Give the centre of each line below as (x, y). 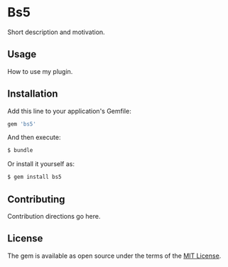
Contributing (36, 199)
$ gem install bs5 (34, 177)
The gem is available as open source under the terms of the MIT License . (114, 256)
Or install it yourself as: (41, 164)
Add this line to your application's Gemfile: (69, 111)
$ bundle (20, 151)
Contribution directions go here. (54, 216)
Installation (33, 94)
